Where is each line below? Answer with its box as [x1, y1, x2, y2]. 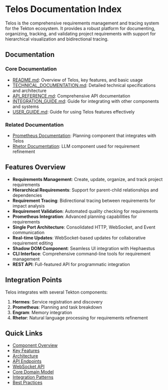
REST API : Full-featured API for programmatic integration [12, 261, 130, 267]
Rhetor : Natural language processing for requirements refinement [12, 314, 148, 320]
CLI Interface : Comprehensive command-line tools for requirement [12, 250, 151, 256]
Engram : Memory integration [12, 309, 72, 315]
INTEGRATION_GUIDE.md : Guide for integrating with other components [12, 98, 159, 104]
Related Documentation [5, 121, 64, 128]
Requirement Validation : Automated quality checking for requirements [12, 208, 158, 214]
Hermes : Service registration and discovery [12, 298, 103, 304]
